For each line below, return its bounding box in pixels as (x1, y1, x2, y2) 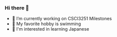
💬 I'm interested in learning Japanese (12, 26, 89, 32)
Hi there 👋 (5, 4, 30, 11)
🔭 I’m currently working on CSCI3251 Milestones (12, 16, 112, 22)
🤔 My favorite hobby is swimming (12, 21, 81, 27)
